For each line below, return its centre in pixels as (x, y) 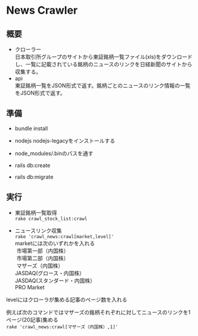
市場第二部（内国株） (43, 258)
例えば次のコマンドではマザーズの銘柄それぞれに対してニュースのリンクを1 (98, 312)
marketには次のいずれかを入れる (55, 243)
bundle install (31, 128)
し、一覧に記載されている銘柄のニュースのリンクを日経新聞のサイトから (103, 64)
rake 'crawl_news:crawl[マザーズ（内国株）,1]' (62, 327)
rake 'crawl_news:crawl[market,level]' (64, 236)
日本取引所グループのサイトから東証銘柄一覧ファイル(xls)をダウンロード (103, 57)
